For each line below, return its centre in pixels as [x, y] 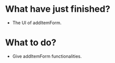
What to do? [31, 43]
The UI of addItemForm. [37, 23]
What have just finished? [58, 9]
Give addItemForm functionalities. [47, 56]
